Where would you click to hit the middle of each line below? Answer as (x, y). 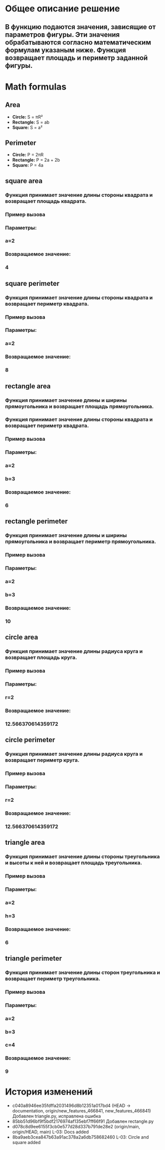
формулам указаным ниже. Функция (66, 50)
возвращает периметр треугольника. (53, 978)
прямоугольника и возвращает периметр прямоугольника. (81, 542)
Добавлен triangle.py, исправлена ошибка (56, 1116)
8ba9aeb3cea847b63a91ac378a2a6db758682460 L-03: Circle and (81, 1137)
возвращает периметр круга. (42, 760)
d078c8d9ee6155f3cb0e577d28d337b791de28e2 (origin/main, (76, 1127)
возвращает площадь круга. (41, 657)
